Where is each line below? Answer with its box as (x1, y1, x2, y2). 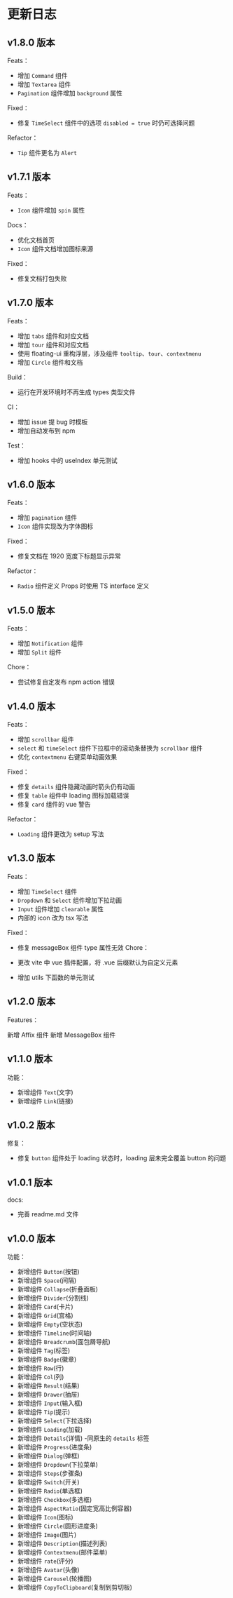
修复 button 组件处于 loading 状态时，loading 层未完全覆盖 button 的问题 (17, 1154, 227, 1162)
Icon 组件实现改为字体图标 (17, 522, 94, 530)
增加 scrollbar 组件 (17, 735, 75, 744)
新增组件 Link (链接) (17, 1096, 73, 1105)
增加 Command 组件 (17, 72, 68, 79)
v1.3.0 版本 (7, 852, 55, 864)
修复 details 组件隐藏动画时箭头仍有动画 (17, 783, 135, 791)
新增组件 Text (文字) (17, 1088, 73, 1096)
